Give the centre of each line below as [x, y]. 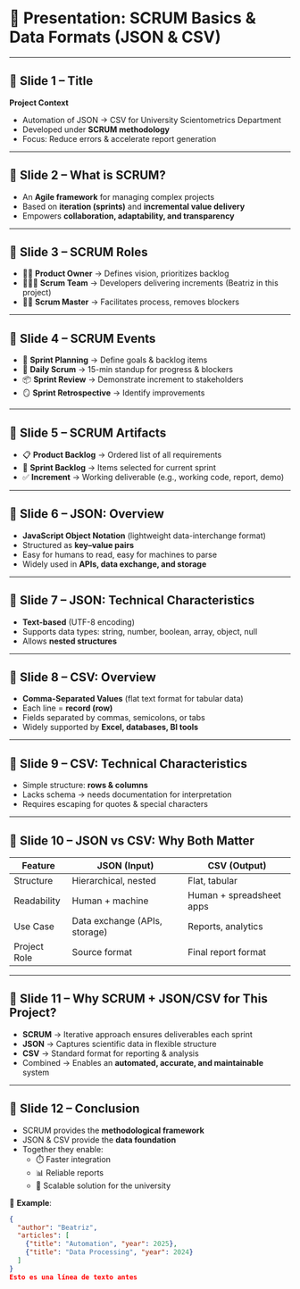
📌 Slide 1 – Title [51, 81]
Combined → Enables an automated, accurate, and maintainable [143, 1062]
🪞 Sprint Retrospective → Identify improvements [113, 393]
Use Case [34, 927]
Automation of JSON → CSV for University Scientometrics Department [151, 120]
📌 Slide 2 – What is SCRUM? [88, 175]
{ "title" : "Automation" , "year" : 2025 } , [101, 1244]
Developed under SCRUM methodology [96, 129]
